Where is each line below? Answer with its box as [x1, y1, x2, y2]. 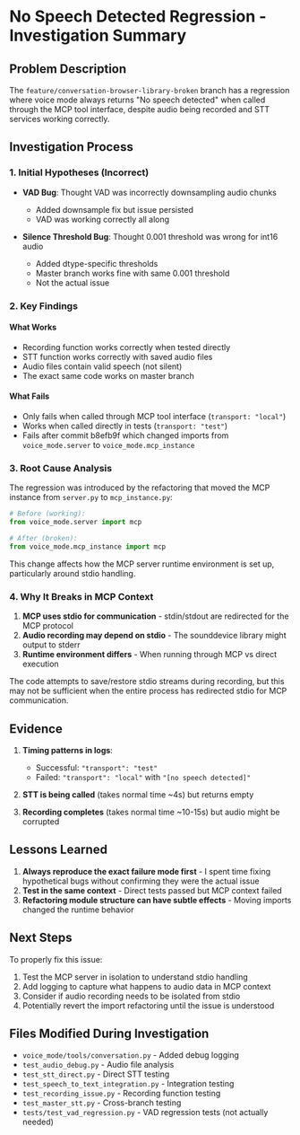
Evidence [9, 721, 63, 736]
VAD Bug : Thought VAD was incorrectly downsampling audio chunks [21, 187, 278, 198]
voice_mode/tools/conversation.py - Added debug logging [21, 1050, 239, 1060]
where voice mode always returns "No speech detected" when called [9, 94, 266, 105]
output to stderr [21, 639, 81, 650]
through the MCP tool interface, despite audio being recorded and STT [9, 104, 270, 114]
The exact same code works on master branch [21, 370, 195, 381]
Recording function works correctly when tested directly [21, 341, 231, 352]
